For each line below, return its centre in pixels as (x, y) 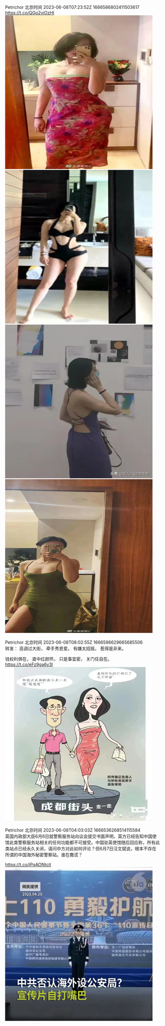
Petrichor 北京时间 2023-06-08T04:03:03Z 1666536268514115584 (73, 830)
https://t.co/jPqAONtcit (28, 864)
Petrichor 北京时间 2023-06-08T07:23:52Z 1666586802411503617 (72, 7)
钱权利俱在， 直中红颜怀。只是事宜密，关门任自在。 (58, 659)
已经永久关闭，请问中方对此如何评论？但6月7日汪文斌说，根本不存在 (87, 848)
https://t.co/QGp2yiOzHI (30, 13)
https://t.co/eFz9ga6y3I (29, 664)
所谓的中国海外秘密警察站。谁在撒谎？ (44, 855)
